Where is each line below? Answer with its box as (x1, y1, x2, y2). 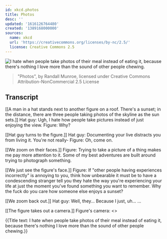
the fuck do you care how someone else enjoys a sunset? (5, 188, 124, 194)
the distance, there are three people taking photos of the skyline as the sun (5, 111, 160, 117)
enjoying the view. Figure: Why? (5, 122, 71, 128)
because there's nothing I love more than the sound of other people (5, 223, 144, 229)
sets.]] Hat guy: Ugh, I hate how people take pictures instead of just (5, 117, 144, 123)
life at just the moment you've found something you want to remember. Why (5, 183, 161, 189)
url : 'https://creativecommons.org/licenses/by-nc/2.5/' (9, 40, 131, 45)
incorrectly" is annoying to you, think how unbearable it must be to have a (5, 172, 157, 178)
